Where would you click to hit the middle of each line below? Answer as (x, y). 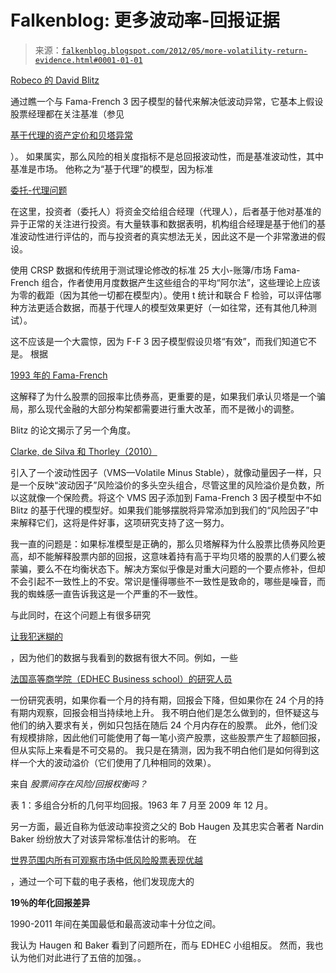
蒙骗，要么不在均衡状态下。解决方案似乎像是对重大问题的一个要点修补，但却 (168, 568)
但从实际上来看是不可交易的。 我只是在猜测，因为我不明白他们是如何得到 (160, 750)
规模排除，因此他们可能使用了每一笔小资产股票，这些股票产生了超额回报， (172, 737)
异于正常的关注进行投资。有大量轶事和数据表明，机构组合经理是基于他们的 (163, 223)
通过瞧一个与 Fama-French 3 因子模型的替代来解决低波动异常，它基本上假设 (167, 101)
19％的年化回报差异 (50, 902)
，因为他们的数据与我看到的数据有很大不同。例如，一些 (124, 657)
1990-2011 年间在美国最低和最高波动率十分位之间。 (116, 923)
